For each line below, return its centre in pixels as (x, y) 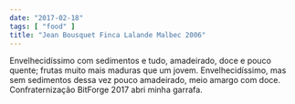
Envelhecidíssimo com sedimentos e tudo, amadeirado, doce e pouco (141, 61)
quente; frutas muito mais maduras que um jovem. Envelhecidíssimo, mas (148, 70)
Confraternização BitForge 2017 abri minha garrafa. (106, 90)
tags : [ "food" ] (42, 26)
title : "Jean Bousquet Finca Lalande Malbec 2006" (108, 35)
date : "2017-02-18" (47, 18)
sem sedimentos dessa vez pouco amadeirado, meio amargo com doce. (145, 80)
